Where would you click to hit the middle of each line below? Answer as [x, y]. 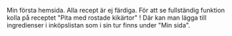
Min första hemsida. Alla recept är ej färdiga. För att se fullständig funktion [116, 10]
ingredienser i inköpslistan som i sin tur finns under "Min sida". [99, 25]
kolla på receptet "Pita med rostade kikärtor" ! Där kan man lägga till [107, 18]
